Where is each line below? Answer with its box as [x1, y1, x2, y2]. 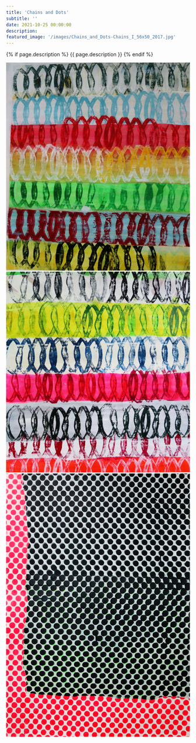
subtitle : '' [6, 15, 38, 22]
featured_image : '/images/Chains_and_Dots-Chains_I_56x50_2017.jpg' [6, 34, 176, 40]
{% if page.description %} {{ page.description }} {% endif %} [6, 51, 153, 58]
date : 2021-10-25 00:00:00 [6, 22, 72, 27]
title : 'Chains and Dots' [6, 9, 69, 15]
